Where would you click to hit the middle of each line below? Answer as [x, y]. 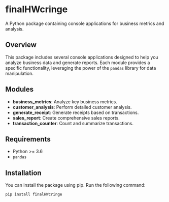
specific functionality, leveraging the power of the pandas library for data [81, 68]
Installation [23, 173]
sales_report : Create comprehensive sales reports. [66, 118]
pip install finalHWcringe [34, 194]
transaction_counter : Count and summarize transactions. [73, 123]
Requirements [28, 139]
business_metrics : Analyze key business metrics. [65, 102]
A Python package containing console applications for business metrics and [85, 23]
